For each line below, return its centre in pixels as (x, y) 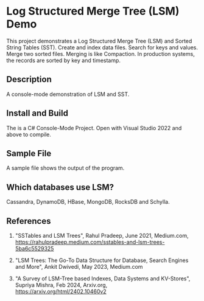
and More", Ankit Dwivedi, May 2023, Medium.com (79, 267)
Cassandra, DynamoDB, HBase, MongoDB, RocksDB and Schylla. (88, 202)
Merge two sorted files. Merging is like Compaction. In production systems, (100, 54)
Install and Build (37, 113)
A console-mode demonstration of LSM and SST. (68, 94)
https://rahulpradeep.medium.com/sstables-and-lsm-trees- (90, 242)
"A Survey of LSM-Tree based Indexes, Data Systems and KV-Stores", (103, 279)
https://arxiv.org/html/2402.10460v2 (61, 291)
